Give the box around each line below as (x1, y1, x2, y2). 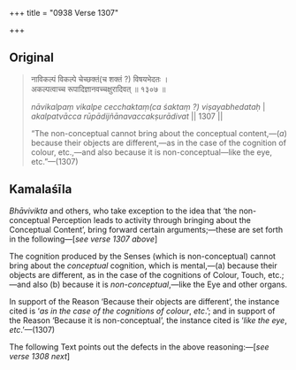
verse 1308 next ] (9, 351, 71, 361)
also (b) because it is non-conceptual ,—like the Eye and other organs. (32, 279, 288, 289)
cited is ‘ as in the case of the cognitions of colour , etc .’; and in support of (9, 305, 276, 316)
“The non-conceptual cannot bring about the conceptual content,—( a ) (30, 127, 287, 138)
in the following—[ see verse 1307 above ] (9, 234, 158, 244)
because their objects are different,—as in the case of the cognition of (30, 137, 287, 148)
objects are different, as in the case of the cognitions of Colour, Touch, (9, 269, 267, 280)
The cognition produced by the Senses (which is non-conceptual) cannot (9, 251, 277, 261)
